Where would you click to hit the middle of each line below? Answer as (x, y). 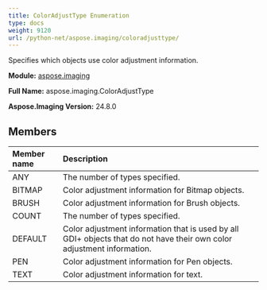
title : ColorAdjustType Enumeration (69, 15)
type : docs (26, 23)
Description (85, 159)
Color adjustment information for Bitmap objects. (153, 190)
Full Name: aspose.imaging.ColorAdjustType (81, 91)
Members (33, 131)
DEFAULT (30, 239)
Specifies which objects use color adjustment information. (103, 60)
